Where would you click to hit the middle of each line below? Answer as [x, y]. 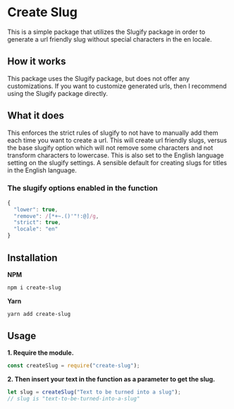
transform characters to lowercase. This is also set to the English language [116, 155]
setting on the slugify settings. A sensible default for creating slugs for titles [117, 162]
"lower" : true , [36, 209]
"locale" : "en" [36, 229]
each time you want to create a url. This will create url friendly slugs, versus [117, 140]
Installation [32, 258]
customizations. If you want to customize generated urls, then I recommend [117, 86]
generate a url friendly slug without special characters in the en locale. [110, 39]
